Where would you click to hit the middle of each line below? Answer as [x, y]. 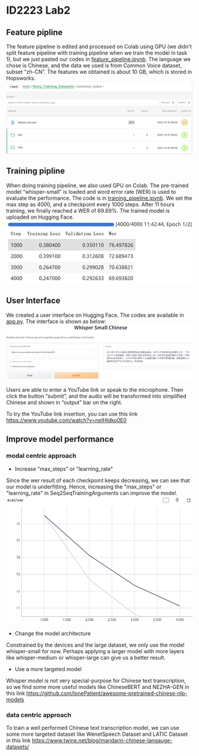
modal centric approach [41, 456]
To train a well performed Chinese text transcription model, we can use [93, 728]
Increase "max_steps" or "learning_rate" [64, 469]
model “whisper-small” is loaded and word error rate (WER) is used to [91, 191]
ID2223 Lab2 [38, 10]
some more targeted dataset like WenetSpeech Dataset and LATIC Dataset [97, 734]
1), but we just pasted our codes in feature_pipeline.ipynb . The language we [98, 59]
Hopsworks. [21, 78]
